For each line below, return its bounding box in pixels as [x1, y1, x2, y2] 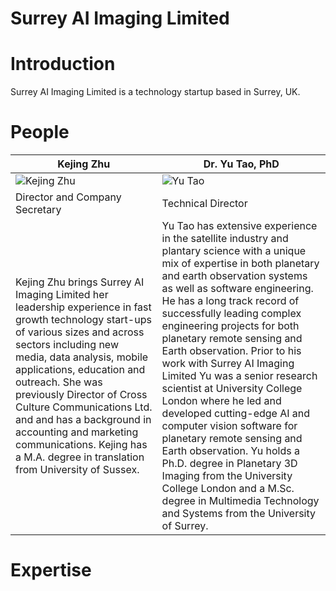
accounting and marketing [15, 425, 139, 439]
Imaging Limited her [15, 288, 109, 302]
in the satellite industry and [161, 232, 289, 246]
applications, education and [15, 363, 146, 377]
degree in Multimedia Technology [161, 494, 320, 508]
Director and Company [15, 190, 122, 204]
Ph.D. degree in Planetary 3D [161, 457, 298, 471]
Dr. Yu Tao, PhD [203, 157, 280, 171]
